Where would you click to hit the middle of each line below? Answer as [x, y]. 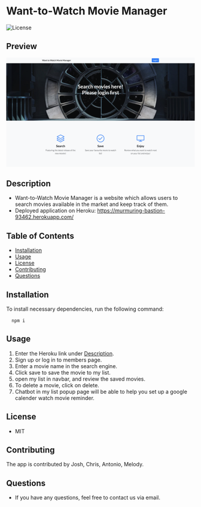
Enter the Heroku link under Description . [65, 353]
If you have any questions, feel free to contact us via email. [87, 497]
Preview [22, 46]
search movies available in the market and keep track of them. [92, 204]
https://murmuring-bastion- [131, 211]
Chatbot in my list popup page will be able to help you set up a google [101, 391]
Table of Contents [40, 236]
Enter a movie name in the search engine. [66, 366]
